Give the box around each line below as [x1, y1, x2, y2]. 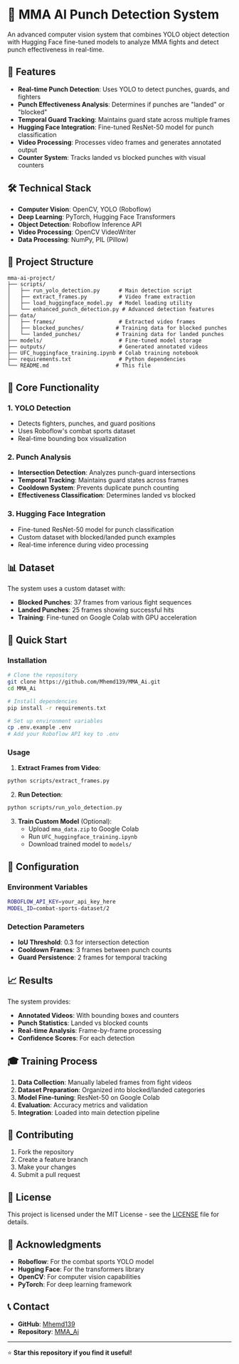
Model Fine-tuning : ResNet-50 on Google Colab [17, 1093, 160, 1101]
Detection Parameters [7, 921, 85, 931]
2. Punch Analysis [7, 452, 71, 462]
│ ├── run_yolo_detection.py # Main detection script [7, 287, 193, 295]
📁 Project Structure [7, 256, 94, 268]
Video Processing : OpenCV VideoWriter [17, 228, 137, 236]
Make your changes [17, 1163, 76, 1171]
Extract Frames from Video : [17, 764, 101, 772]
